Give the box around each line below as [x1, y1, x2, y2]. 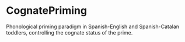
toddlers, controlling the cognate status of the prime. [6, 29, 133, 36]
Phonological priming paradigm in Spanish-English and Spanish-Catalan [6, 23, 180, 30]
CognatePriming [6, 4, 88, 17]
